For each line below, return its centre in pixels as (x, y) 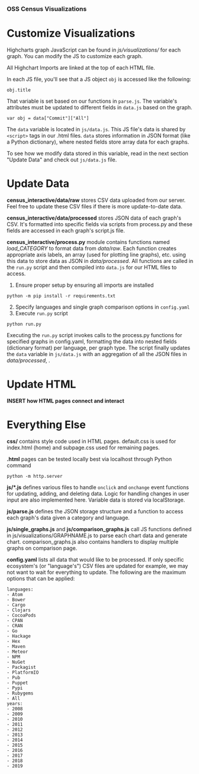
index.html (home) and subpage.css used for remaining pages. (83, 448)
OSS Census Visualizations (47, 9)
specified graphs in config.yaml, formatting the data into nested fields (92, 341)
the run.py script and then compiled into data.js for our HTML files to (92, 267)
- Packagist (21, 667)
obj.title (19, 90)
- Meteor (17, 652)
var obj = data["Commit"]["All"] (48, 118)
